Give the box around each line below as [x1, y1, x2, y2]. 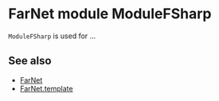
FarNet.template [19, 84, 73, 93]
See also [8, 54, 52, 68]
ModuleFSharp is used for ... [8, 31, 96, 41]
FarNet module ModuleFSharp [8, 5, 212, 23]
